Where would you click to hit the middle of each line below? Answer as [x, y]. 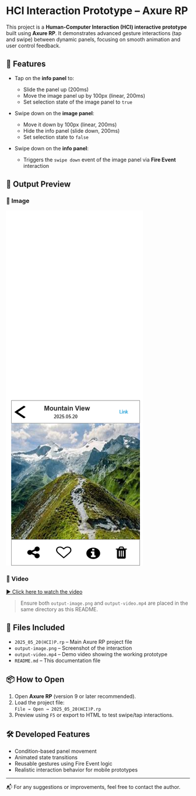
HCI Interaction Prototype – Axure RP [97, 11]
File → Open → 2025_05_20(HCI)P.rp [58, 709]
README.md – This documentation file [57, 660]
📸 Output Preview [38, 185]
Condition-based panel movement [56, 751]
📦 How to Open [35, 679]
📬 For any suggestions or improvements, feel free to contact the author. [93, 787]
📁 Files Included [36, 628]
